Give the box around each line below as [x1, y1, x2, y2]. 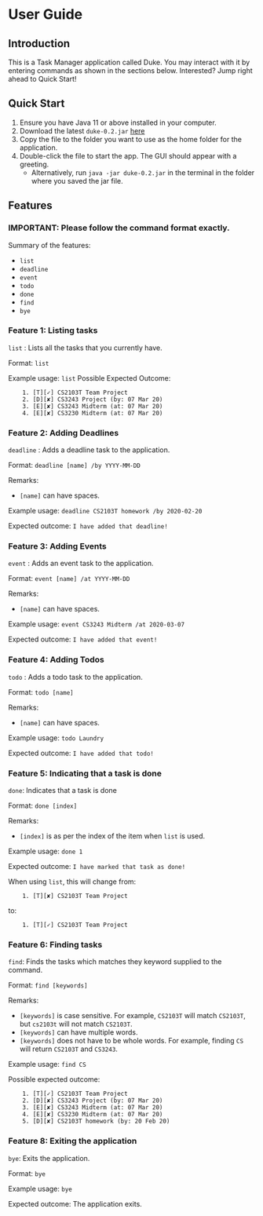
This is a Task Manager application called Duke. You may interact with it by [8, 57, 250, 67]
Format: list [8, 358, 49, 367]
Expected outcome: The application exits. [8, 1199, 143, 1208]
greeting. [19, 159, 49, 169]
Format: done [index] [8, 801, 78, 810]
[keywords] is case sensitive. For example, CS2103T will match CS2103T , [19, 1011, 246, 1021]
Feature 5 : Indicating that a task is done [8, 768, 163, 779]
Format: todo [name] [8, 687, 75, 696]
